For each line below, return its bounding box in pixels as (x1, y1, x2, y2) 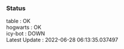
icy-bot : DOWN (6, 30, 45, 37)
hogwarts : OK (6, 24, 42, 31)
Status (6, 4, 26, 12)
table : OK (6, 18, 31, 25)
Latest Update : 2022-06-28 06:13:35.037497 (6, 37, 118, 44)
